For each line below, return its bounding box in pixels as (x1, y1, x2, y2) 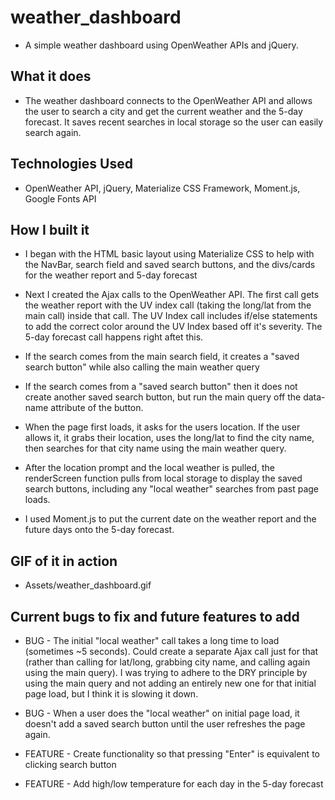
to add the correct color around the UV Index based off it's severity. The (24, 321, 323, 333)
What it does (10, 68, 92, 85)
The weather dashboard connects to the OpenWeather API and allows (24, 94, 313, 106)
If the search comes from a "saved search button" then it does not (24, 381, 298, 393)
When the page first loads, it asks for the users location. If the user (24, 421, 301, 433)
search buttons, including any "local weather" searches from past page (24, 483, 320, 495)
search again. (24, 126, 82, 138)
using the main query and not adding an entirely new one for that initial (24, 677, 317, 689)
